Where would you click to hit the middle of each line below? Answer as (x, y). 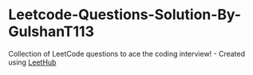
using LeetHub (32, 62)
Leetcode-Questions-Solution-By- (125, 15)
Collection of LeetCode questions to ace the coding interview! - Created (127, 53)
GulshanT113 (51, 32)
